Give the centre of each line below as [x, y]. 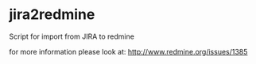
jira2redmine [52, 15]
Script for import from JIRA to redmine [72, 36]
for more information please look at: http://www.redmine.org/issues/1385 [128, 51]
